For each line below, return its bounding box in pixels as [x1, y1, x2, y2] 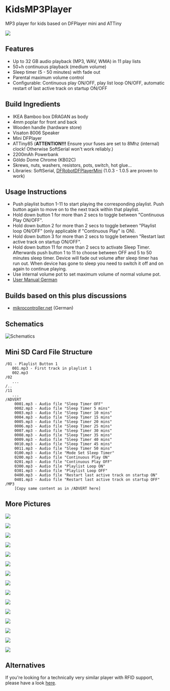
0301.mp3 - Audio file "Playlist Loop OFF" [14, 468, 108, 473]
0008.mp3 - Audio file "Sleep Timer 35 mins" [14, 432, 113, 438]
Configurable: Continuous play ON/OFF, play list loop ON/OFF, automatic [12, 80, 165, 86]
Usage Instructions [5, 187, 67, 196]
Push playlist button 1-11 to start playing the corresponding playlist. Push [12, 201, 164, 207]
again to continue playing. [12, 266, 67, 272]
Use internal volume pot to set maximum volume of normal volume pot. [12, 271, 161, 278]
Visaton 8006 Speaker [12, 130, 60, 136]
